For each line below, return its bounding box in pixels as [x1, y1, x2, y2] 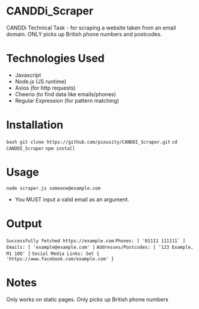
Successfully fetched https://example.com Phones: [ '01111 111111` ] [6, 237, 186, 244]
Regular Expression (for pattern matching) [14, 97, 119, 104]
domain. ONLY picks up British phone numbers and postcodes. [6, 30, 162, 37]
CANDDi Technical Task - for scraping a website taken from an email [6, 24, 176, 31]
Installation [6, 118, 64, 132]
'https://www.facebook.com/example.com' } [6, 255, 114, 262]
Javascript [14, 71, 41, 79]
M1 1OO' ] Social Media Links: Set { [6, 251, 100, 257]
